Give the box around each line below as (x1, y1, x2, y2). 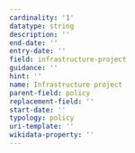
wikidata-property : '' (9, 130, 94, 139)
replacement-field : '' (9, 96, 94, 106)
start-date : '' (9, 105, 67, 114)
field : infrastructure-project (9, 55, 127, 64)
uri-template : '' (9, 122, 75, 131)
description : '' (9, 30, 70, 39)
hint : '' (9, 72, 42, 81)
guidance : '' (9, 64, 58, 73)
